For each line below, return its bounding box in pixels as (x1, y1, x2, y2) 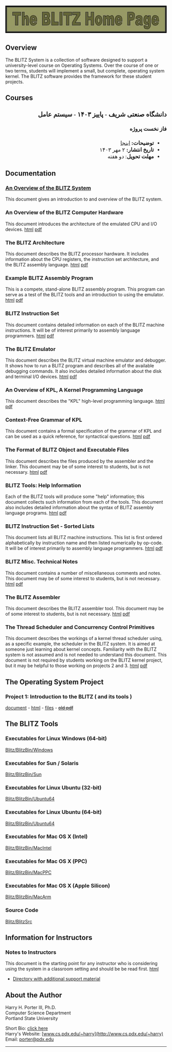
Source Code (5, 906, 38, 914)
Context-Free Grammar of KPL (5, 416, 82, 423)
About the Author (5, 991, 62, 1000)
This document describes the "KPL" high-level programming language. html (5, 398, 165, 404)
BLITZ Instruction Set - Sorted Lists (5, 523, 95, 530)
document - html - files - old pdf (5, 704, 74, 710)
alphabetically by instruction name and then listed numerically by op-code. (5, 540, 163, 546)
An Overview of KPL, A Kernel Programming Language (5, 386, 143, 394)
